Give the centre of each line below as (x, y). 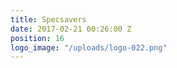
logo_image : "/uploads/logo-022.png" (89, 47)
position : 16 (37, 38)
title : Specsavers (48, 19)
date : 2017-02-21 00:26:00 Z (71, 29)
